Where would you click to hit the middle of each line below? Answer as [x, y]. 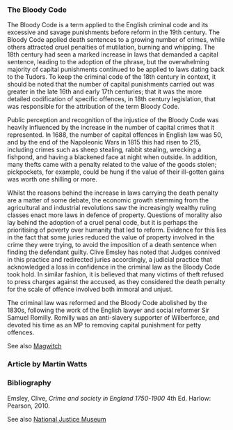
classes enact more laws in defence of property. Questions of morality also [115, 215]
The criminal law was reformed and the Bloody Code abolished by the [107, 303]
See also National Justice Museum [57, 419]
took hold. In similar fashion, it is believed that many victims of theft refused [115, 274]
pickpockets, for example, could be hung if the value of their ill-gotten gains [116, 172]
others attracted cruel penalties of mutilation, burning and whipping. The [111, 47]
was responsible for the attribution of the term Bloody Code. [93, 107]
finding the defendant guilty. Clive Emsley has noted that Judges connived [114, 252]
